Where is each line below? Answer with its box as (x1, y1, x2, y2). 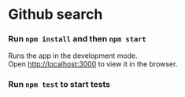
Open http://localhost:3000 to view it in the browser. (8, 59, 178, 69)
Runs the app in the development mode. (8, 51, 138, 60)
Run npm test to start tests (8, 79, 110, 90)
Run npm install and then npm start (8, 34, 147, 45)
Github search (8, 5, 103, 23)
